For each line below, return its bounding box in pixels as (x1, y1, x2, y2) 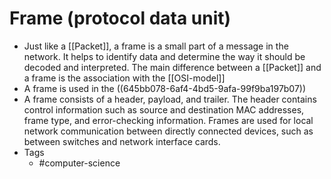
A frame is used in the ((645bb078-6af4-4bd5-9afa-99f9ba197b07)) (23, 82, 307, 94)
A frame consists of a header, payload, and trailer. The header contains (23, 93, 317, 105)
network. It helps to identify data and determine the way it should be (23, 50, 306, 62)
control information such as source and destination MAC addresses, (23, 103, 305, 116)
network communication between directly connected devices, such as (23, 125, 314, 137)
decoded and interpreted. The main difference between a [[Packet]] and (23, 61, 322, 73)
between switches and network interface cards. (23, 135, 221, 147)
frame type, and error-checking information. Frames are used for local (23, 114, 314, 126)
